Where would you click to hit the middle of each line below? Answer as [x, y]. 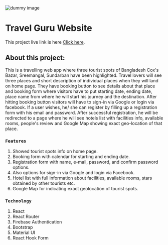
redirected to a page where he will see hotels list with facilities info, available [84, 118]
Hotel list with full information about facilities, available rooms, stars [82, 178]
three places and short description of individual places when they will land [82, 80]
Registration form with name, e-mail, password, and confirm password [85, 162]
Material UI [24, 232]
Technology [18, 201]
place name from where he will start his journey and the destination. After [81, 96]
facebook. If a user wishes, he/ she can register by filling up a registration [81, 107]
